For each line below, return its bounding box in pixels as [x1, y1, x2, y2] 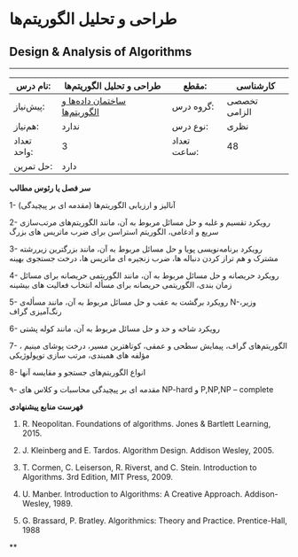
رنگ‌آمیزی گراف [9, 306, 62, 316]
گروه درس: [171, 100, 215, 112]
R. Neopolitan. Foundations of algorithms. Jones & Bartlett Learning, [21, 419, 271, 429]
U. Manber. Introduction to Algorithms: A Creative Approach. [21, 489, 243, 499]
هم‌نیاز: [13, 120, 40, 132]
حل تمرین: [13, 160, 53, 172]
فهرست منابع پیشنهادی [9, 401, 84, 412]
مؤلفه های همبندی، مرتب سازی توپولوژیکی [9, 350, 151, 360]
